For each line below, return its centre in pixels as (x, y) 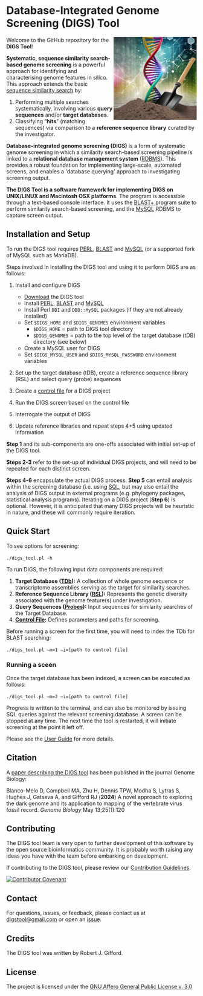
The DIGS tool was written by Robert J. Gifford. (65, 953)
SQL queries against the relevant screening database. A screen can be (94, 714)
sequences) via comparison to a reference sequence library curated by (105, 127)
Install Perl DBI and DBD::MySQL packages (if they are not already (103, 309)
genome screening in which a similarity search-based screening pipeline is (99, 152)
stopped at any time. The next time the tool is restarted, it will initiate (91, 721)
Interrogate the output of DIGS (53, 414)
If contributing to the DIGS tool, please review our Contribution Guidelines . (99, 868)
